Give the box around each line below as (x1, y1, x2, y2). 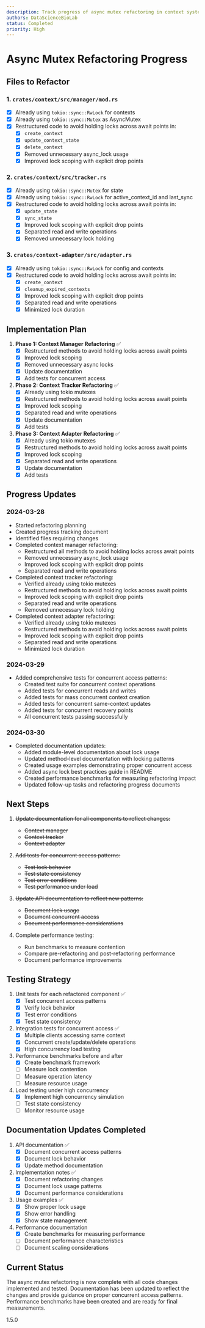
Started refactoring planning (15, 521, 87, 529)
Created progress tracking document (15, 528, 109, 535)
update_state (24, 208, 58, 215)
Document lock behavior (24, 1154, 87, 1162)
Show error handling (24, 1210, 76, 1217)
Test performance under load (24, 883, 98, 890)
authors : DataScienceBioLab (6, 15, 78, 21)
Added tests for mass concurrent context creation (24, 694, 150, 701)
